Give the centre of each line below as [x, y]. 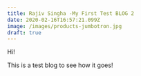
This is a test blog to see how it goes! [60, 65]
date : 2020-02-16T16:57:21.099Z [54, 20]
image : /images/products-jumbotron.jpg [65, 26]
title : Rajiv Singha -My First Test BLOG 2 [71, 13]
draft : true [24, 33]
